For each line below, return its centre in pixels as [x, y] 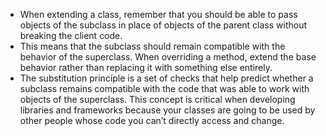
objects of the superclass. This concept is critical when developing [157, 99]
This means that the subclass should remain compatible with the [152, 46]
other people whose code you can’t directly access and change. [152, 120]
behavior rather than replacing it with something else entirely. [146, 67]
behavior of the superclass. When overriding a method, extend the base [168, 57]
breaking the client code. [71, 35]
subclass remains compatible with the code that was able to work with [164, 88]
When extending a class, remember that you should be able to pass [158, 14]
